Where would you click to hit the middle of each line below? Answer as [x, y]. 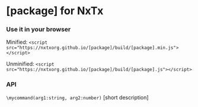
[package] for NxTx [55, 11]
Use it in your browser [39, 30]
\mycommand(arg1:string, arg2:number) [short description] [78, 97]
